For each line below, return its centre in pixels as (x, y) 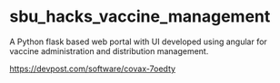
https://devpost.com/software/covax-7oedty (92, 69)
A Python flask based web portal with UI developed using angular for (139, 41)
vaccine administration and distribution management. (109, 51)
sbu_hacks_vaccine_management (140, 17)
